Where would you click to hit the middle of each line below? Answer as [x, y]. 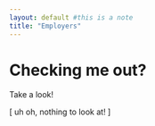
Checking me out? [78, 70]
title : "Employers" [45, 26]
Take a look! [32, 95]
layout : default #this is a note [71, 17]
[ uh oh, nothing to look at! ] [60, 112]
